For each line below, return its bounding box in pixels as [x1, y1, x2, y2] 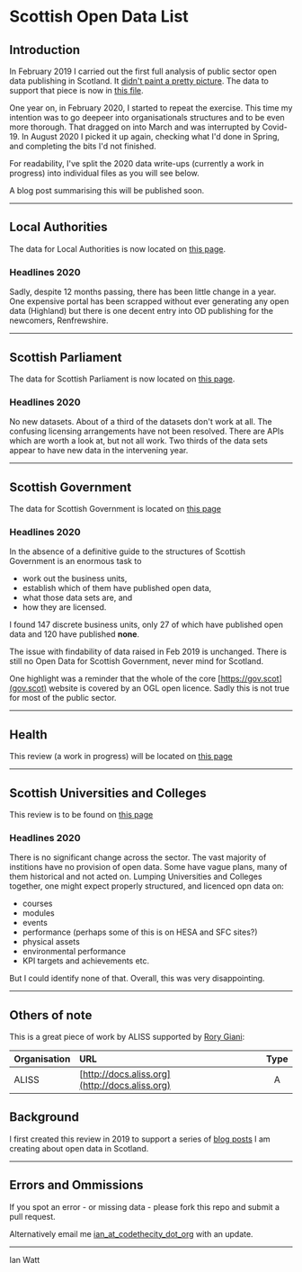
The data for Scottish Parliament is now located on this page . [9, 373, 235, 384]
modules [22, 908, 56, 918]
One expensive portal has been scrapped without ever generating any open [9, 296, 289, 307]
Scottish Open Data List [9, 6, 189, 27]
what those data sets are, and [22, 592, 133, 604]
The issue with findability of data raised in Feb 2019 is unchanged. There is [9, 646, 288, 658]
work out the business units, [22, 573, 128, 584]
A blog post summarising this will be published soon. [9, 185, 205, 195]
